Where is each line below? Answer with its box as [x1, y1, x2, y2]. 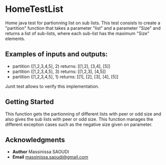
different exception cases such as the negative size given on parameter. [5, 121, 153, 127]
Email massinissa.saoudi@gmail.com [12, 154, 88, 160]
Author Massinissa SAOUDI [12, 149, 70, 155]
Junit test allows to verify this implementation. [5, 83, 99, 89]
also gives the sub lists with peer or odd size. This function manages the [5, 116, 154, 122]
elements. [5, 36, 26, 42]
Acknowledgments [5, 135, 66, 144]
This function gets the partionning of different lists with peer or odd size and [5, 110, 162, 117]
